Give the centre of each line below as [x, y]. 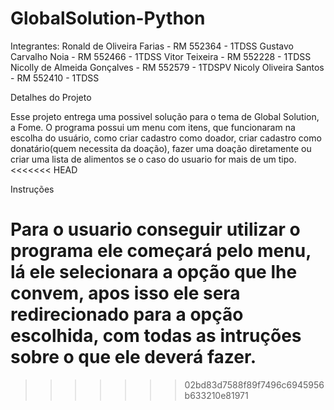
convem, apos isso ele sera [125, 293]
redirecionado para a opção [127, 314]
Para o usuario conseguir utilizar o [155, 229]
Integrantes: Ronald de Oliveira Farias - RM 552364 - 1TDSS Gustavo [152, 46]
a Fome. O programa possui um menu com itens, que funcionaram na [153, 127]
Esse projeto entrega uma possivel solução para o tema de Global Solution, [165, 116]
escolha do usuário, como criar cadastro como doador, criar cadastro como [166, 138]
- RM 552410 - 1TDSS [55, 78]
